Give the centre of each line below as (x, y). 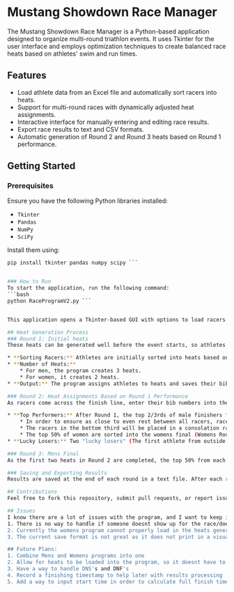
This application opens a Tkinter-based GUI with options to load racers (117, 320)
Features (27, 76)
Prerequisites (30, 186)
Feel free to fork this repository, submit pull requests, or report (110, 499)
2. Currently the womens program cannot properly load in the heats (109, 530)
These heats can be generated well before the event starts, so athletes (117, 345)
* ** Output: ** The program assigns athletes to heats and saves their (112, 384)
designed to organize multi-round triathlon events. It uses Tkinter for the (111, 38)
